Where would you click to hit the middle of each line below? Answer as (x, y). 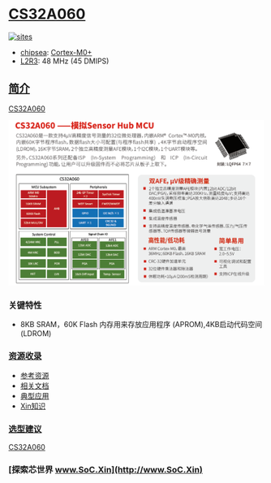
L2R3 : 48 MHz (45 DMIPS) (65, 61)
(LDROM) (36, 334)
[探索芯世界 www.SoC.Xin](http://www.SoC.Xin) (105, 469)
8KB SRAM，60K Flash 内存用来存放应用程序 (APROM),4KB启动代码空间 (141, 325)
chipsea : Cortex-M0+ (56, 52)
